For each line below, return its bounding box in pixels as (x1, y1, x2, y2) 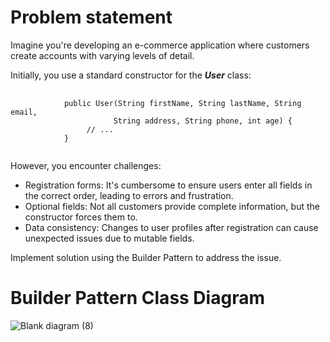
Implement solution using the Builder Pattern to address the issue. (10, 251, 282, 263)
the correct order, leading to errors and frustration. (24, 189, 234, 201)
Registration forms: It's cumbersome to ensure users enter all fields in (24, 179, 313, 191)
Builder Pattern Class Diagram (10, 287, 265, 310)
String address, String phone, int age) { (113, 116, 293, 126)
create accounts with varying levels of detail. (10, 49, 195, 61)
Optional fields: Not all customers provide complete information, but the (24, 200, 320, 212)
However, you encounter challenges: (10, 159, 162, 171)
